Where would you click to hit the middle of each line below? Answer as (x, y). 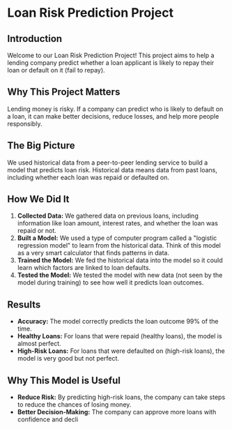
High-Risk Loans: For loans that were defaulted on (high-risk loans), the (121, 351)
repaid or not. (37, 231)
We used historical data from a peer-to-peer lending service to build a (108, 163)
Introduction (35, 39)
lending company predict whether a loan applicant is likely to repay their (111, 63)
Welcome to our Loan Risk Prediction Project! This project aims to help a (111, 55)
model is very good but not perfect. (68, 359)
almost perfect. (39, 344)
